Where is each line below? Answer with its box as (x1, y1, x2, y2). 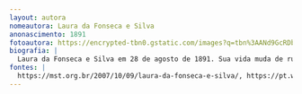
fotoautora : (9, 38, 54, 47)
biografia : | (9, 47, 58, 56)
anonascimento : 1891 (9, 30, 87, 38)
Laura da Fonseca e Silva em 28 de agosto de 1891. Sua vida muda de (17, 55, 283, 64)
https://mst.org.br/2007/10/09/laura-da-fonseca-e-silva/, (17, 72, 244, 81)
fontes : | (9, 64, 47, 73)
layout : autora (9, 13, 67, 22)
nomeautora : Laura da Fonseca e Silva (9, 21, 155, 30)
